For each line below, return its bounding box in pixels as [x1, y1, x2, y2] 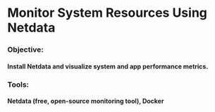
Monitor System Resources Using [7, 5, 208, 21]
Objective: [7, 45, 44, 55]
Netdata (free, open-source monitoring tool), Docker [7, 97, 164, 106]
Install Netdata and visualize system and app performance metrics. [7, 62, 209, 71]
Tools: [7, 79, 30, 89]
